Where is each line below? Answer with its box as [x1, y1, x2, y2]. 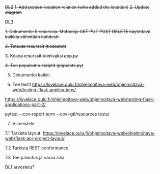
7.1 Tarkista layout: [5, 130, 42, 136]
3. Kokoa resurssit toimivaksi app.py [5, 53, 79, 59]
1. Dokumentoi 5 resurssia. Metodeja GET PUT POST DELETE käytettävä [5, 29, 151, 34]
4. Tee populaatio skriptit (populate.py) [5, 63, 84, 68]
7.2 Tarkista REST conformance [5, 145, 69, 151]
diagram [5, 9, 22, 15]
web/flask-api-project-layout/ [5, 136, 65, 141]
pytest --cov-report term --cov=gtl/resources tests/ [5, 111, 109, 117]
